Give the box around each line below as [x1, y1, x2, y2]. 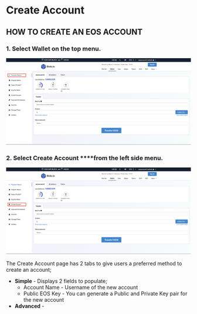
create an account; [6, 266, 52, 273]
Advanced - [14, 302, 45, 309]
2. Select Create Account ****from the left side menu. [6, 154, 163, 162]
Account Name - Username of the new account [23, 283, 138, 291]
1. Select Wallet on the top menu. [6, 45, 101, 53]
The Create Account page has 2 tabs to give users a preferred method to [6, 259, 182, 267]
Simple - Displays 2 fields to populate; [14, 277, 107, 285]
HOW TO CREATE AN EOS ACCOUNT [6, 27, 143, 37]
